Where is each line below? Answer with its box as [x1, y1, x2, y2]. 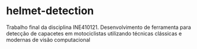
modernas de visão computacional [6, 36, 91, 43]
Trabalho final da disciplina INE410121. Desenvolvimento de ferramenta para [6, 24, 191, 31]
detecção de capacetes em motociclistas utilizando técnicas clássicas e [6, 30, 182, 37]
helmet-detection [6, 4, 94, 18]
